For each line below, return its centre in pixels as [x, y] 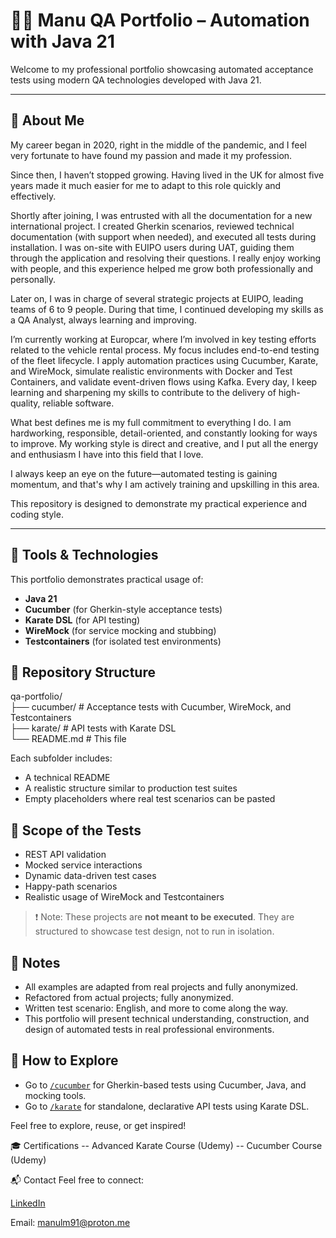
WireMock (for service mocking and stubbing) [120, 630]
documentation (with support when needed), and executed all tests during [163, 236]
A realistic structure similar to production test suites [131, 788]
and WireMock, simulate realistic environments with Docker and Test [151, 371]
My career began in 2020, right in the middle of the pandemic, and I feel [158, 145]
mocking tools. [55, 1095]
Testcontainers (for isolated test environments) [123, 641]
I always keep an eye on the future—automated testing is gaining [144, 473]
